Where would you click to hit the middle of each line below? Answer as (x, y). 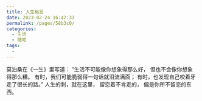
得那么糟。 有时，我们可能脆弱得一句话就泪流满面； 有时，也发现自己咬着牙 (101, 77)
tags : (13, 46)
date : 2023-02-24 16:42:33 (40, 18)
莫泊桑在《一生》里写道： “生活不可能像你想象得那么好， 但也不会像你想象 (100, 69)
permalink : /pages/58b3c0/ (40, 23)
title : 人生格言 (25, 12)
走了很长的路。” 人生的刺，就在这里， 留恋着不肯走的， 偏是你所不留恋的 (96, 84)
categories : (21, 29)
